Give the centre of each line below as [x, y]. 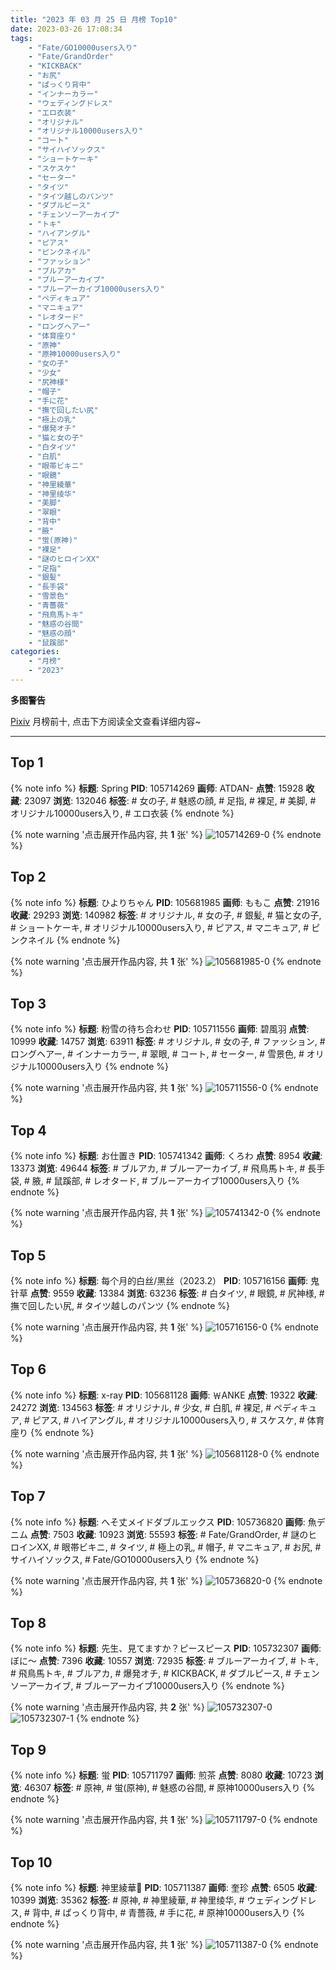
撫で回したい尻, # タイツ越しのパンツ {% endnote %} [120, 1305]
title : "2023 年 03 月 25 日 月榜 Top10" [94, 19]
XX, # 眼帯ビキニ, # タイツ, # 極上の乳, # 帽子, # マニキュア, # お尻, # [179, 1547]
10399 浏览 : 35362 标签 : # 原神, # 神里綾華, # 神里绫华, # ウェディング [155, 1900]
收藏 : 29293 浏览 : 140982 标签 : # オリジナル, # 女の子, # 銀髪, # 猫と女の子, [166, 915]
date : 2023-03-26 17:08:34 [66, 29]
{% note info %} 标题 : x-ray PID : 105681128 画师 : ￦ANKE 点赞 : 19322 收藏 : [164, 1395]
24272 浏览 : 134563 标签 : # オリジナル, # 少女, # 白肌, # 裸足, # [141, 1407]
